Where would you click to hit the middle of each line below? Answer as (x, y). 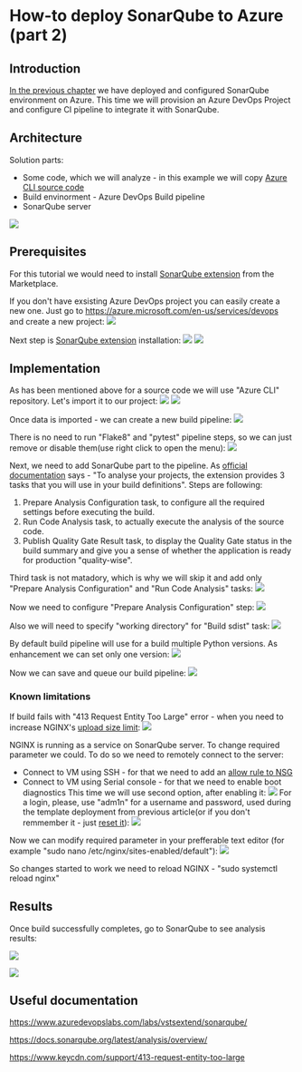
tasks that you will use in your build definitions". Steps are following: (136, 485)
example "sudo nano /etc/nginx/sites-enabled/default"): (114, 851)
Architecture (46, 138)
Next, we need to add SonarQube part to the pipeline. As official (128, 466)
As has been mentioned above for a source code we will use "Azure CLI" (145, 390)
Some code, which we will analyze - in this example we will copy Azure (155, 177)
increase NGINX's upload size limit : (75, 727)
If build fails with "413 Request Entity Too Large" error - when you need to (146, 716)
